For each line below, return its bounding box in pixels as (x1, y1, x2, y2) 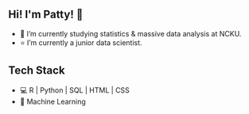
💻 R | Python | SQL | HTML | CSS (19, 85, 130, 95)
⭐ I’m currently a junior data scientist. (19, 37, 142, 47)
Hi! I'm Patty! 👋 (8, 8, 84, 21)
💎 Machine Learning (19, 97, 86, 106)
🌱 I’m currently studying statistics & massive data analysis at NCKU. (19, 28, 242, 38)
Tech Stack (8, 64, 65, 78)
